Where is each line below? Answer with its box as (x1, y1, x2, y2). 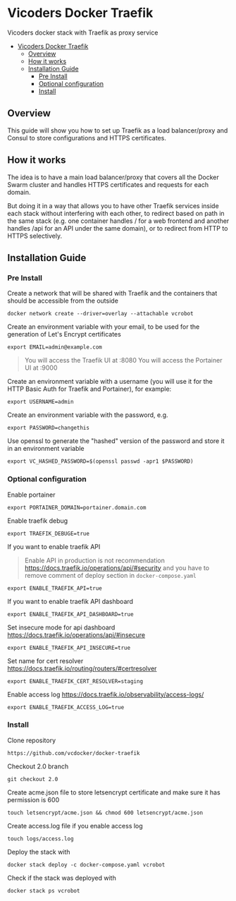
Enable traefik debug (7, 516, 68, 525)
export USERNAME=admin (7, 399, 74, 406)
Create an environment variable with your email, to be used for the (7, 322, 200, 331)
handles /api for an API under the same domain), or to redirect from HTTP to (7, 224, 228, 232)
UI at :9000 (24, 363, 58, 372)
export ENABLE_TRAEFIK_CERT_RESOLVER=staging (7, 677, 143, 685)
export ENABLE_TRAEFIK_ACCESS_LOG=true (7, 703, 125, 710)
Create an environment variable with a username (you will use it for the (7, 377, 213, 386)
